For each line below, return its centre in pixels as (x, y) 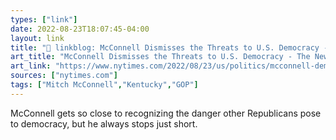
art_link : (31, 66)
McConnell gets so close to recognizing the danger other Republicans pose (166, 113)
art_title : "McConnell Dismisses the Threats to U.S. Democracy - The (160, 57)
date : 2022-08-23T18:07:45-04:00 (80, 29)
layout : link (37, 38)
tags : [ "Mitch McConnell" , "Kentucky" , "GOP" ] (104, 85)
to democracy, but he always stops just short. (104, 123)
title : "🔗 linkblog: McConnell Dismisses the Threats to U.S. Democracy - (169, 47)
